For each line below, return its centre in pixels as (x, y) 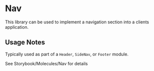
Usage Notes (25, 43)
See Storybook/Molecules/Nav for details (47, 63)
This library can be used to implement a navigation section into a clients (77, 22)
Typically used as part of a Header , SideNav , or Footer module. (67, 54)
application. (17, 27)
